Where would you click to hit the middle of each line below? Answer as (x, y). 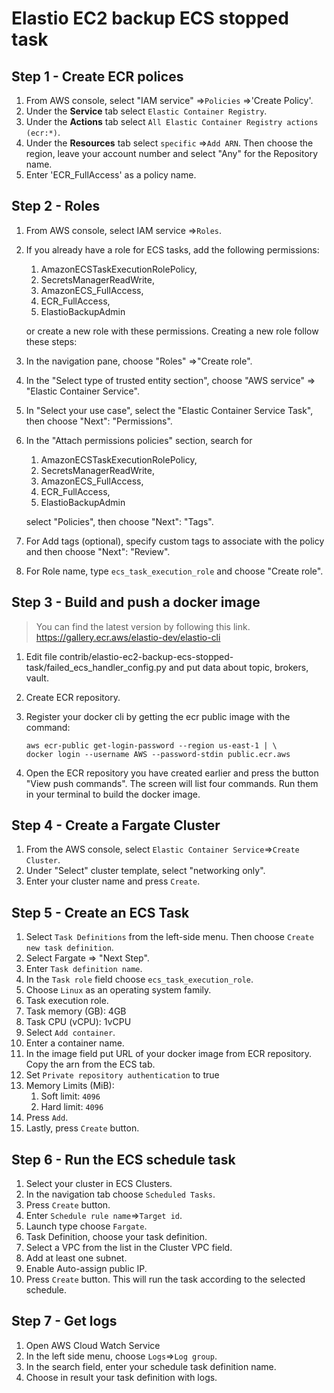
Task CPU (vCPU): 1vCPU (78, 1022)
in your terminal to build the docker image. (113, 794)
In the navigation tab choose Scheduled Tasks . (120, 1194)
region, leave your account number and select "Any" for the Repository (172, 153)
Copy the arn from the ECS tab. (90, 1064)
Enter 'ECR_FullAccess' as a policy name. (111, 175)
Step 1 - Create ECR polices (97, 76)
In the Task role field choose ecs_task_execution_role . (139, 979)
